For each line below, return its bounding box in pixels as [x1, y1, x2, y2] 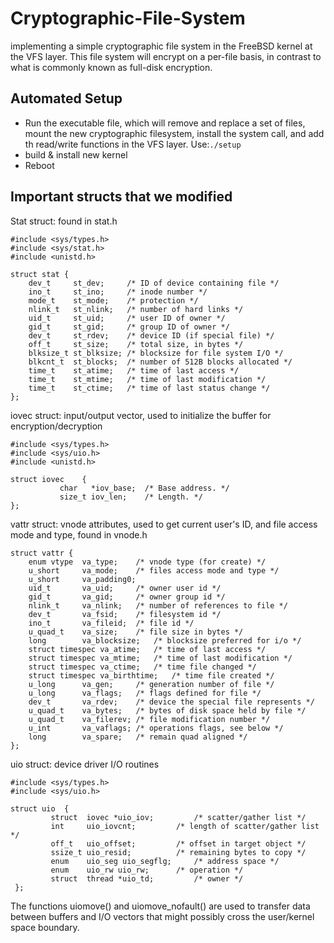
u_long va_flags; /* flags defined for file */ [28, 688, 262, 698]
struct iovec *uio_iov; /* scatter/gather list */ [50, 812, 307, 822]
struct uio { [10, 803, 70, 814]
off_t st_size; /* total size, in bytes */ [28, 339, 244, 349]
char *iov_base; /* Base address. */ [59, 483, 230, 493]
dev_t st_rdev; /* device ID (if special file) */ [28, 330, 275, 341]
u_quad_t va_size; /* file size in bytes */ [28, 627, 244, 637]
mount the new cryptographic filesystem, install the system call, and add [24, 127, 325, 139]
